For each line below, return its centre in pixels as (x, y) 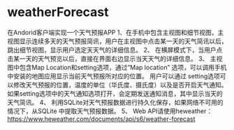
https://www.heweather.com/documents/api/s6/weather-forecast (101, 119)
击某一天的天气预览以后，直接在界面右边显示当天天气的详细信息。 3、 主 (112, 58)
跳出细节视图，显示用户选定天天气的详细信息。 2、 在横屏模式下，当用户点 (115, 50)
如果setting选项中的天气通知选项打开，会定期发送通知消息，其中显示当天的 (115, 93)
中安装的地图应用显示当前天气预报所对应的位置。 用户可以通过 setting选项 (114, 76)
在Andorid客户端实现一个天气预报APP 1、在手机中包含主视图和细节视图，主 (116, 32)
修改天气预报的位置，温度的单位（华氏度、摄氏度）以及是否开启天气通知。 (120, 85)
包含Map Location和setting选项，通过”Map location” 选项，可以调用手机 (123, 67)
